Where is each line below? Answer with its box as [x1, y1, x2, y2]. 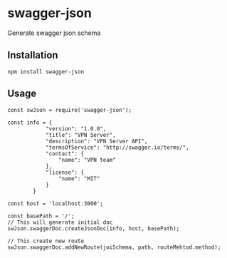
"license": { [45, 169, 84, 176]
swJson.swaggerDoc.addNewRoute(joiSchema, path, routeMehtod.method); [7, 244, 221, 251]
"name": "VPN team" [58, 156, 116, 163]
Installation [7, 49, 58, 61]
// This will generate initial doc [7, 219, 113, 226]
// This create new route [7, 237, 84, 244]
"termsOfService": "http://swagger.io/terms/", [45, 144, 190, 151]
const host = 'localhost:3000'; [7, 200, 103, 207]
